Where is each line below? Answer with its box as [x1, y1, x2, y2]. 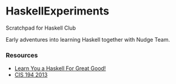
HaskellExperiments [5, 4, 110, 18]
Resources [5, 51, 38, 59]
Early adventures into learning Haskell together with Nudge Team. [5, 36, 171, 43]
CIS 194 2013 [14, 71, 48, 79]
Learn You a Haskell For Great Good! [14, 65, 106, 72]
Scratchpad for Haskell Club [5, 24, 76, 31]
